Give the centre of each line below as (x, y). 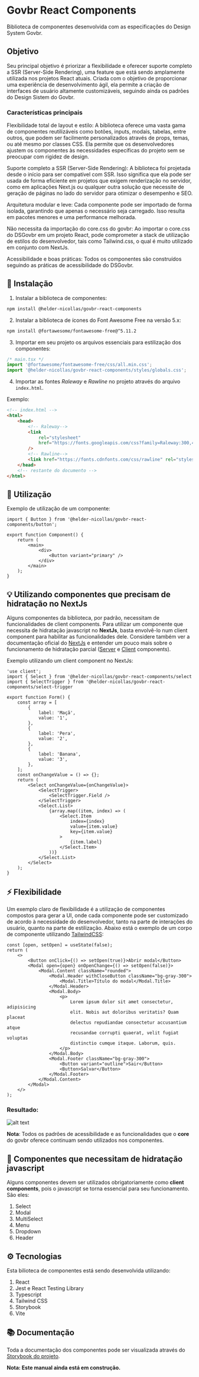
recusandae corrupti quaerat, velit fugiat (124, 1033)
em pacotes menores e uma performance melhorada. (71, 217)
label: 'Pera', (57, 734)
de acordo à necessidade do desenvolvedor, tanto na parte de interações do (100, 922)
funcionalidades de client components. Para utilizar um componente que (95, 624)
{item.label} (86, 842)
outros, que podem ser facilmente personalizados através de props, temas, (98, 138)
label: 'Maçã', (57, 713)
